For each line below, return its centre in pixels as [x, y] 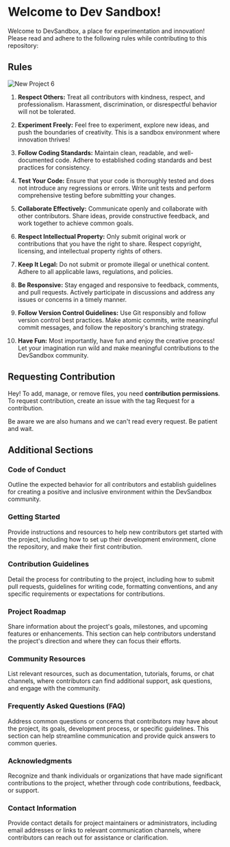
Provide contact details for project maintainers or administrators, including [113, 823]
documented [36, 160]
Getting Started [34, 517]
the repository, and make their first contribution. [75, 546]
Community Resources [47, 659]
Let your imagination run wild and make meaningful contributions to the [118, 348]
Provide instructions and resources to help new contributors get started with [115, 532]
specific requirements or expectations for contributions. [86, 594]
